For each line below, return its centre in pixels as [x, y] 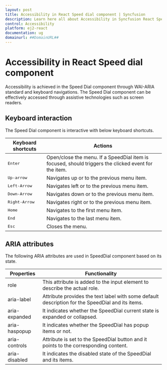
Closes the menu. [67, 226]
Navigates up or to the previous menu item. [97, 178]
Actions [103, 146]
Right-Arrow [21, 202]
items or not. [57, 331]
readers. [14, 102]
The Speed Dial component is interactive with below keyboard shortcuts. [80, 130]
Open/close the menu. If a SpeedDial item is [98, 157]
